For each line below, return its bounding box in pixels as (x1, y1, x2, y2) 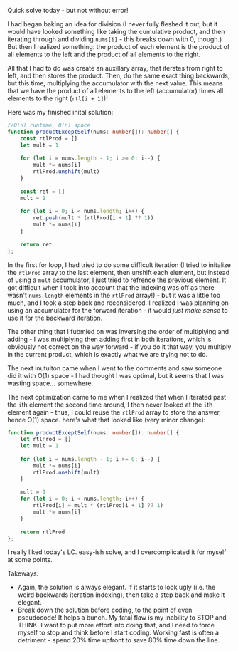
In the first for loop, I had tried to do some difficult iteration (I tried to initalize (7, 260, 231, 269)
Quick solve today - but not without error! (7, 6, 129, 14)
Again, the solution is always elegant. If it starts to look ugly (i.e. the (17, 583, 216, 592)
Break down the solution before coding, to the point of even (17, 605, 193, 615)
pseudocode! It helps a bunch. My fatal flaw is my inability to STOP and (17, 613, 227, 622)
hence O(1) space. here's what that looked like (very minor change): (7, 415, 206, 424)
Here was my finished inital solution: (7, 108, 114, 116)
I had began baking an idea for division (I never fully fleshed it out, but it (7, 20, 218, 28)
